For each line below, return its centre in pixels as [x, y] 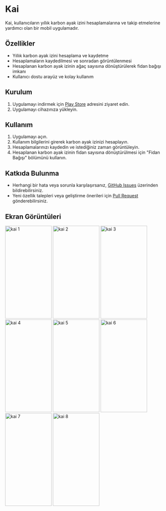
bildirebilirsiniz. [28, 190]
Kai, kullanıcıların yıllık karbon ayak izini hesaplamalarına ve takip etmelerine [83, 23]
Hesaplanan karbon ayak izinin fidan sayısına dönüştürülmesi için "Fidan [86, 152]
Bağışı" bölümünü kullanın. [39, 158]
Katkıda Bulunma [32, 173]
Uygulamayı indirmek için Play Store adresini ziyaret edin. [71, 104]
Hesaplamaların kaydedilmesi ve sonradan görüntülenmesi [72, 61]
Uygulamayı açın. [30, 137]
